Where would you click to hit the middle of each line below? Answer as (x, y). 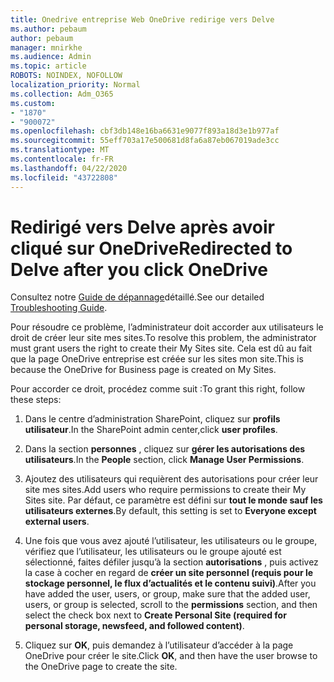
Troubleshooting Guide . (59, 308)
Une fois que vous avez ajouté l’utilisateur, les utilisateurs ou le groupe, (171, 541)
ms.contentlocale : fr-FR (62, 159)
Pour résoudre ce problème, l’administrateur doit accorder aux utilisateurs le (167, 327)
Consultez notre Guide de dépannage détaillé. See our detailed (137, 297)
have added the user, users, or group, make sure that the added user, (167, 594)
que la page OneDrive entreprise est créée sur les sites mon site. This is (157, 359)
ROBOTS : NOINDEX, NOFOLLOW (66, 76)
